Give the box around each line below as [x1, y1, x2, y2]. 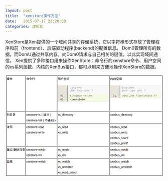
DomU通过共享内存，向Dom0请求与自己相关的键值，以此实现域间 [18, 51, 154, 57]
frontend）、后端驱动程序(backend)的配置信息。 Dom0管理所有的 [22, 45, 157, 51]
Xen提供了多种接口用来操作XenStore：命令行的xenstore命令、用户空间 [15, 57, 161, 63]
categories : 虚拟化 [5, 24, 44, 29]
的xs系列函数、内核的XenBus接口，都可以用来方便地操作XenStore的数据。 [5, 64, 159, 70]
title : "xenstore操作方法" [5, 13, 61, 18]
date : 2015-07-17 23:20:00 [5, 18, 66, 23]
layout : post [5, 8, 33, 13]
